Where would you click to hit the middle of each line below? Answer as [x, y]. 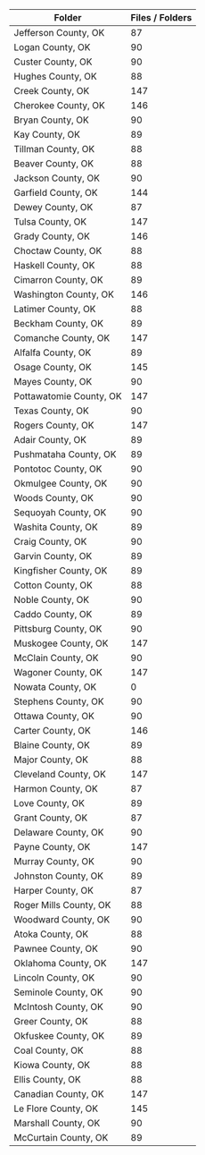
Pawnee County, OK [56, 949]
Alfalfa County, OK [53, 352]
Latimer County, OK [55, 309]
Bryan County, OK [51, 120]
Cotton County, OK [53, 585]
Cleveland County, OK [60, 774]
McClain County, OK [57, 658]
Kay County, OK [47, 135]
